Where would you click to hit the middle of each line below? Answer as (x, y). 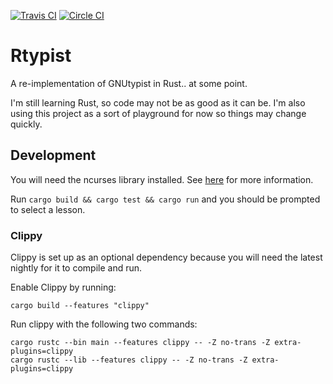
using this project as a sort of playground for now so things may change (158, 113)
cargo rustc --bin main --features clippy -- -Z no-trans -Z (140, 343)
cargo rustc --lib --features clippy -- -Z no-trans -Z (129, 360)
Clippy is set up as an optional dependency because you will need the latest (166, 257)
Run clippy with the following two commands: (104, 324)
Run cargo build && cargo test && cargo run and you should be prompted (165, 199)
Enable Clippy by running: (63, 287)
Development (53, 155)
